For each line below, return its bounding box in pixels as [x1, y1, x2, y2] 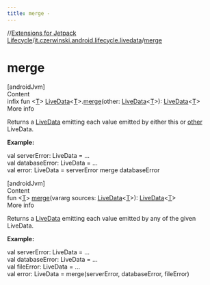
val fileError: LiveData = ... [7, 262, 81, 271]
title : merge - [7, 10, 51, 17]
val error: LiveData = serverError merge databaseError [7, 165, 160, 174]
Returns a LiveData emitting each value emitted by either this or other [7, 118, 203, 126]
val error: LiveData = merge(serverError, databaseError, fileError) [7, 269, 189, 277]
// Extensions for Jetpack [7, 29, 77, 37]
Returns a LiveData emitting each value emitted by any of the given [7, 214, 196, 222]
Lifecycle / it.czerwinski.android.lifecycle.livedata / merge [7, 36, 163, 44]
